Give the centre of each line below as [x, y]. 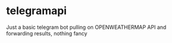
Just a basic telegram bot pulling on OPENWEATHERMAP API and [86, 27]
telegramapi [36, 11]
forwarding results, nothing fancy [47, 33]
